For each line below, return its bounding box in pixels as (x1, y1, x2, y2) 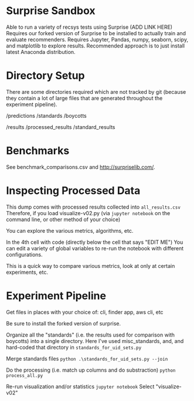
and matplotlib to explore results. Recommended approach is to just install (6, 42, 185, 49)
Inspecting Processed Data (6, 184, 141, 197)
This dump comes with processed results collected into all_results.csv (6, 203, 181, 210)
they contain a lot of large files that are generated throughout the (6, 94, 163, 101)
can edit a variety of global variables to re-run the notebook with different (6, 244, 184, 252)
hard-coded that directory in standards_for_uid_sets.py (6, 344, 142, 351)
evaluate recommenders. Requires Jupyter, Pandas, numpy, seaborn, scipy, (6, 36, 189, 43)
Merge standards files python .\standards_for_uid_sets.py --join (6, 355, 168, 362)
